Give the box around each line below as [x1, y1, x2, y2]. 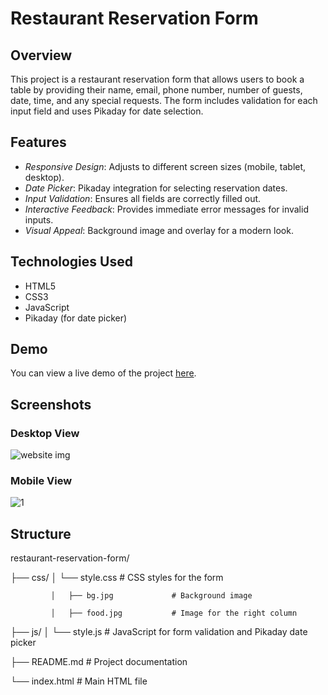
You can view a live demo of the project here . [10, 367, 197, 379]
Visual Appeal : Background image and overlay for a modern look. [24, 224, 294, 236]
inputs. [24, 213, 54, 226]
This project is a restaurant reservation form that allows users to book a [10, 73, 305, 85]
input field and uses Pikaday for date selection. [10, 105, 204, 117]
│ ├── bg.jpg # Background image [50, 591, 253, 601]
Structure [10, 525, 72, 542]
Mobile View [10, 474, 73, 488]
